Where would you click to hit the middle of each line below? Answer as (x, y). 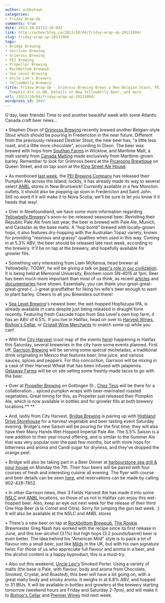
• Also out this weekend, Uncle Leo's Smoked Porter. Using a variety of (77, 564)
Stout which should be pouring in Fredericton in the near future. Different (79, 135)
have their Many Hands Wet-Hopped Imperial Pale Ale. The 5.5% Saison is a (82, 432)
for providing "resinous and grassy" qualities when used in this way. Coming (82, 238)
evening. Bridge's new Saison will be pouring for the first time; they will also (82, 426)
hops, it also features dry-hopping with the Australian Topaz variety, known (81, 233)
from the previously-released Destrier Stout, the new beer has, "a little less (81, 140)
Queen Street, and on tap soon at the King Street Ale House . (66, 166)
